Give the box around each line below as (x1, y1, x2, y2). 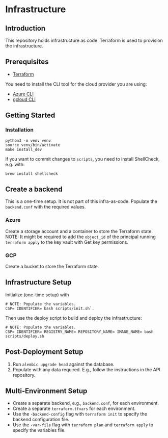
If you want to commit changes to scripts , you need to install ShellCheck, (5, 156, 160, 162)
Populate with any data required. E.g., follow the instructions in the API (12, 366, 160, 373)
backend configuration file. (12, 417, 70, 423)
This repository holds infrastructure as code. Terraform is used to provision (5, 37, 163, 43)
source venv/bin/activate (5, 142, 60, 147)
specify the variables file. (12, 427, 66, 433)
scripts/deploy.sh (5, 333, 44, 339)
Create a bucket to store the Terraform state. (5, 263, 99, 269)
